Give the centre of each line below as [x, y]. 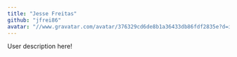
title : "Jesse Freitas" [42, 14]
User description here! [40, 47]
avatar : [19, 26]
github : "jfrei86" [34, 20]
